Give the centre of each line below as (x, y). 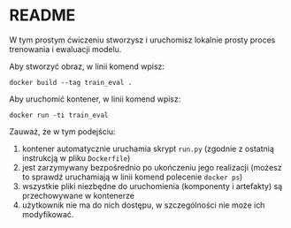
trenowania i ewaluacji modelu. (65, 49)
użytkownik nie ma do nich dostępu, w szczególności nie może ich (143, 205)
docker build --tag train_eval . (71, 82)
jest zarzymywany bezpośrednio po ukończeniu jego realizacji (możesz (152, 167)
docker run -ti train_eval (59, 115)
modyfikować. (48, 214)
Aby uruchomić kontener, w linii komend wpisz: (95, 99)
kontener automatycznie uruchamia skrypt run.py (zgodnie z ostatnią (148, 148)
